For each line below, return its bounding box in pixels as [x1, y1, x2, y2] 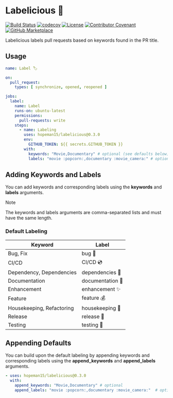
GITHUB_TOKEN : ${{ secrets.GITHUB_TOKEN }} [28, 142, 124, 147]
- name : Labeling [19, 127, 57, 133]
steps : [14, 123, 29, 128]
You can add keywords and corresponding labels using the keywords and [5, 184, 162, 190]
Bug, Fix [8, 250, 28, 257]
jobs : [5, 94, 17, 99]
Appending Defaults [5, 339, 72, 347]
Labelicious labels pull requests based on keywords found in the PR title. [5, 37, 159, 43]
